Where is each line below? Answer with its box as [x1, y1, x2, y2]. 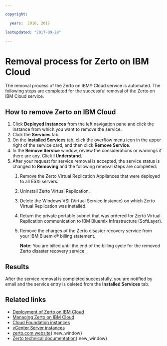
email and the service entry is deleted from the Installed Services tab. [5, 281, 150, 287]
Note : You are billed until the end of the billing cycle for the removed [19, 243, 161, 249]
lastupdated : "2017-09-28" [5, 29, 61, 35]
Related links [5, 296, 46, 304]
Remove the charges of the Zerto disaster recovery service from [19, 228, 152, 234]
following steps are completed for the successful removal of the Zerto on [5, 88, 156, 94]
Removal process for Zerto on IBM [5, 55, 150, 67]
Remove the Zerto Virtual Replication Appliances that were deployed [19, 173, 161, 179]
